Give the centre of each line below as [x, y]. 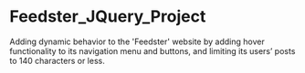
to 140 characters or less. [57, 60]
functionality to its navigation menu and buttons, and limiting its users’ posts [152, 50]
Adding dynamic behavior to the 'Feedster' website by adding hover [137, 41]
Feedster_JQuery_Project [108, 17]
